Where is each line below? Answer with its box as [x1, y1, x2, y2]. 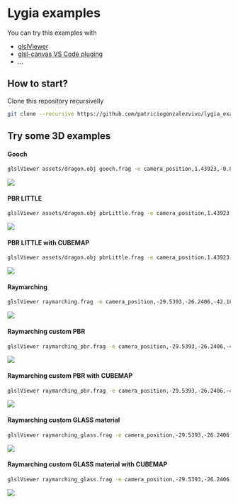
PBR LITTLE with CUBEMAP [7, 238, 90, 247]
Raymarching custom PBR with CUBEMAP [7, 371, 133, 380]
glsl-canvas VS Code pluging [17, 50, 103, 58]
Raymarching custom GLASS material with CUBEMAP [7, 460, 168, 469]
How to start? [7, 78, 69, 90]
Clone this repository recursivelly [7, 96, 104, 105]
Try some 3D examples [7, 130, 111, 142]
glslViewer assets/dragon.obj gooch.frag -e [7, 165, 141, 173]
